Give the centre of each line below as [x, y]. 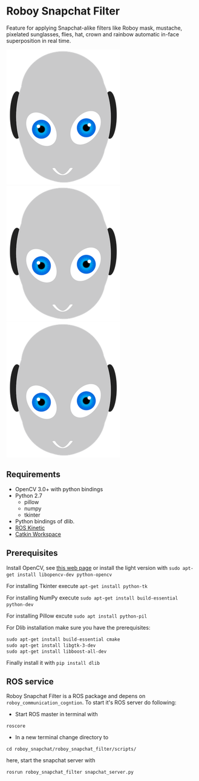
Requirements [33, 475]
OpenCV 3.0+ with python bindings [59, 489]
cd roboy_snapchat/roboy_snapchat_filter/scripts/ [71, 749]
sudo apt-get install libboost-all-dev [57, 652]
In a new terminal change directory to [62, 737]
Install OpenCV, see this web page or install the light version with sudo [93, 567]
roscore [16, 726]
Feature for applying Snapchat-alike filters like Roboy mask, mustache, [94, 28]
